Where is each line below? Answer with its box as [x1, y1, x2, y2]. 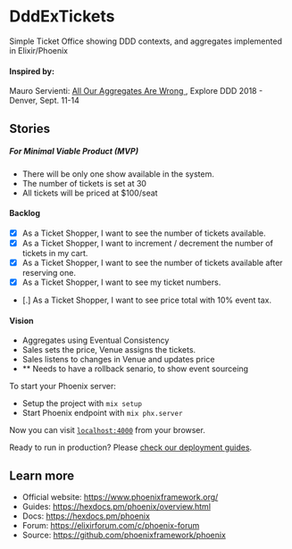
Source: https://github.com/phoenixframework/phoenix [21, 529, 226, 540]
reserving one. [21, 267, 76, 278]
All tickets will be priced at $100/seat [21, 187, 158, 198]
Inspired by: [9, 65, 55, 77]
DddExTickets [9, 6, 115, 27]
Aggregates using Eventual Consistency [21, 335, 170, 345]
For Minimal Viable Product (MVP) [9, 146, 139, 157]
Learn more [9, 468, 75, 483]
